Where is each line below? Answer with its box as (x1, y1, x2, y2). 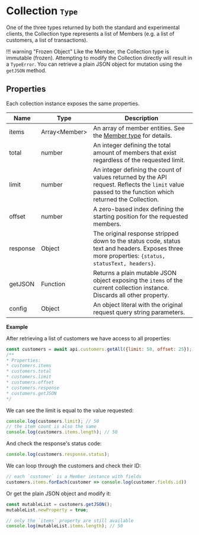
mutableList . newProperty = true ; (6, 506, 89, 513)
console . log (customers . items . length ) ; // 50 (6, 429, 118, 435)
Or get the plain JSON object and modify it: (6, 490, 111, 497)
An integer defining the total (92, 141, 171, 149)
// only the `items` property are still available (6, 518, 134, 524)
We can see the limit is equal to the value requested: (6, 407, 134, 414)
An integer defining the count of (92, 165, 182, 173)
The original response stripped (92, 229, 179, 238)
